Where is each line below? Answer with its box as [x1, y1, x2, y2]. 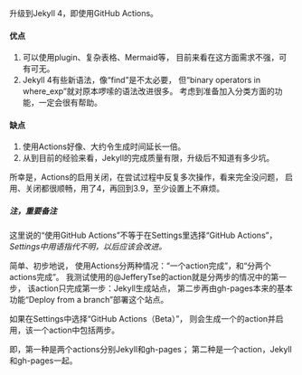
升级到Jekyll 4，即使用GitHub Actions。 [9, 8, 158, 18]
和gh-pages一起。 [9, 355, 79, 366]
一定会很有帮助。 [38, 98, 102, 108]
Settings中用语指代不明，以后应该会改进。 [9, 241, 167, 252]
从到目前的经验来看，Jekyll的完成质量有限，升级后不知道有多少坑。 [22, 153, 275, 164]
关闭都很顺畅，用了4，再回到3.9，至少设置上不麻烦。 [24, 183, 224, 194]
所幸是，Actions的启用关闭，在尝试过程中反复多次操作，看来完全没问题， [9, 172, 283, 183]
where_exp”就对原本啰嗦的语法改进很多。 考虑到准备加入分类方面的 [22, 86, 276, 97]
